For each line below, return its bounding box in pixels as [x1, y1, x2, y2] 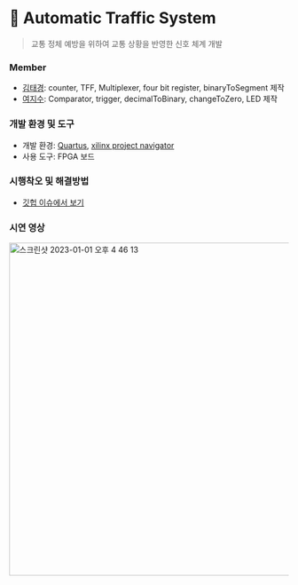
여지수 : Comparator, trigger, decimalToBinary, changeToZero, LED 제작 [21, 93, 278, 105]
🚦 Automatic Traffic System [9, 8, 216, 28]
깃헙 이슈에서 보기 [21, 197, 84, 208]
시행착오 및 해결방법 [9, 175, 90, 187]
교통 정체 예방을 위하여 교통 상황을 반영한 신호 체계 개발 [30, 38, 223, 49]
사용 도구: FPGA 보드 [21, 151, 95, 162]
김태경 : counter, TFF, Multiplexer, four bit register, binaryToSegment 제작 [21, 83, 286, 93]
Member [9, 61, 47, 74]
